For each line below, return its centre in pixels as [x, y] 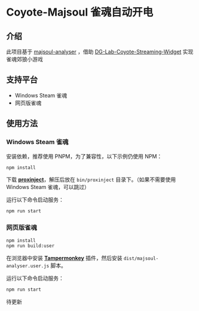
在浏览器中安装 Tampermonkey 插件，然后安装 [64, 258]
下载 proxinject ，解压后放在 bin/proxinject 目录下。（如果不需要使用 [91, 179]
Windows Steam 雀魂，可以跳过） [48, 187]
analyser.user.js [28, 266]
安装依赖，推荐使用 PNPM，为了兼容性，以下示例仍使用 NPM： [84, 156]
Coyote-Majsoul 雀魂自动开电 [80, 12]
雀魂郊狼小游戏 [25, 59]
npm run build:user [30, 246]
